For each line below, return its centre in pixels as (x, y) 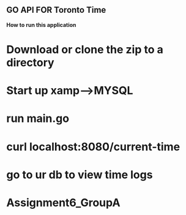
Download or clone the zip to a (85, 50)
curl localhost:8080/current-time (93, 147)
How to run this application (41, 25)
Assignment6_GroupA (63, 202)
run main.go (38, 119)
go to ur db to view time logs (80, 175)
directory (30, 62)
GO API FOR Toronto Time (56, 10)
